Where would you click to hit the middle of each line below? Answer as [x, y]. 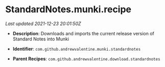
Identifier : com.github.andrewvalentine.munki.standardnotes [77, 49]
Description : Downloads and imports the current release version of [84, 33]
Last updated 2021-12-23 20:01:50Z [43, 24]
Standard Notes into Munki [41, 39]
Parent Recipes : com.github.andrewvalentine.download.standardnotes [86, 59]
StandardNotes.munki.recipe [68, 9]
